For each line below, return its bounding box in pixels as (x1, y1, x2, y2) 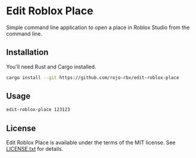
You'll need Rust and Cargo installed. (6, 63, 97, 70)
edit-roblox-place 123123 (6, 107, 70, 113)
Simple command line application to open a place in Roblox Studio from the (6, 24, 190, 31)
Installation (6, 48, 49, 58)
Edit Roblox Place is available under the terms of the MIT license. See (6, 139, 176, 146)
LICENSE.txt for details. (6, 146, 64, 153)
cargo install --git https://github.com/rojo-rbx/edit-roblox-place (6, 74, 179, 81)
